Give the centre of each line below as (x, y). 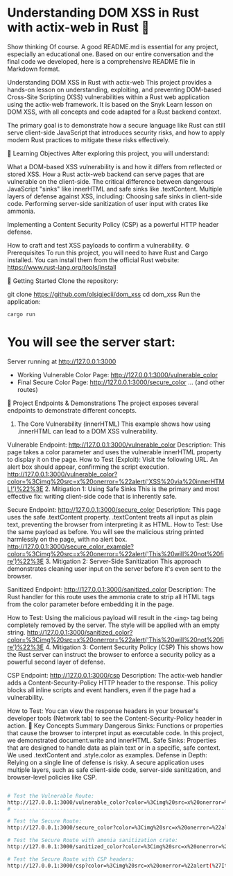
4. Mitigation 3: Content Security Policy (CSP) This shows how (134, 647)
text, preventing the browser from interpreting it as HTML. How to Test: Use (115, 524)
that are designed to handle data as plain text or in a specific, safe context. (114, 748)
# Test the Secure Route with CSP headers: (71, 859)
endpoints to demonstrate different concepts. (72, 410)
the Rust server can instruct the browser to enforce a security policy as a (111, 654)
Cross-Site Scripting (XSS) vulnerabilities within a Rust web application (109, 97)
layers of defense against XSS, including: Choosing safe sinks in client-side (115, 196)
